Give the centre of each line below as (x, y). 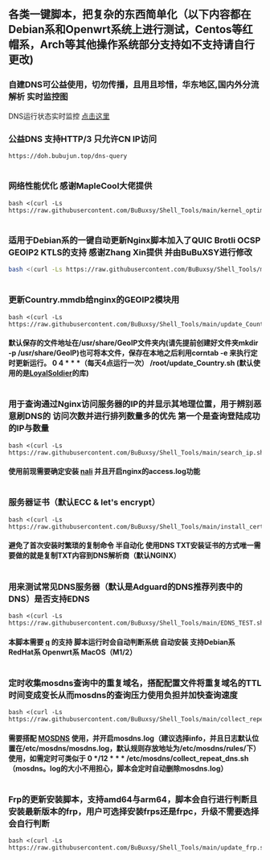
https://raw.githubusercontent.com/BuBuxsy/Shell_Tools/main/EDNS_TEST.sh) (138, 623)
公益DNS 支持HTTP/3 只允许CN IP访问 (83, 139)
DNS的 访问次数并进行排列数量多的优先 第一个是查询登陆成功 (142, 416)
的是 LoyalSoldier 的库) (52, 373)
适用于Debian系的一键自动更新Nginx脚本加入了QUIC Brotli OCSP (135, 240)
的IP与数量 (29, 428)
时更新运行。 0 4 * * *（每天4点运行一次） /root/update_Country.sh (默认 (131, 363)
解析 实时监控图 (38, 97)
